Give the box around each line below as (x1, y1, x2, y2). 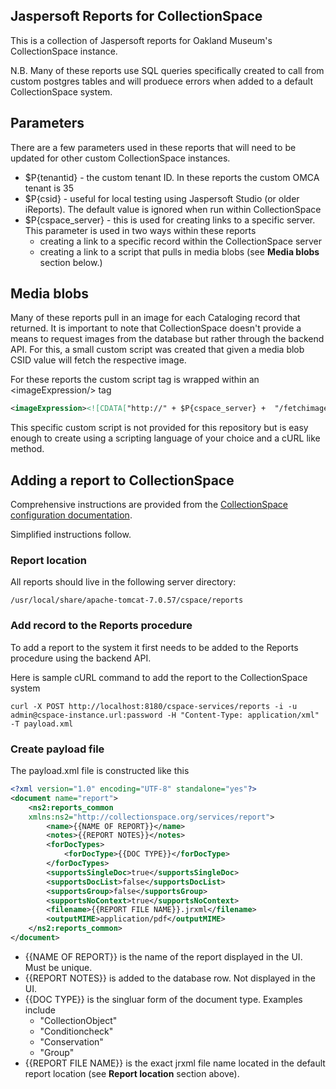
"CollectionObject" (39, 1014, 118, 1026)
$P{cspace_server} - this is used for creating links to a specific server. (24, 214, 316, 226)
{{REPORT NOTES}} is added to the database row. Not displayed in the (24, 972, 316, 984)
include (24, 1004, 56, 1016)
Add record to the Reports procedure (10, 619, 193, 633)
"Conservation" (39, 1035, 104, 1048)
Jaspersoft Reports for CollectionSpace (10, 8, 263, 25)
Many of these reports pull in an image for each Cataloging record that (10, 312, 301, 324)
